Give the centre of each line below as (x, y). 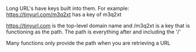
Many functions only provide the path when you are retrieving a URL (88, 43)
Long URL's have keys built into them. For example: (68, 8)
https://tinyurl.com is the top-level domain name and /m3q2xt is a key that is (98, 26)
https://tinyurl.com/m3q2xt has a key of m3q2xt (64, 14)
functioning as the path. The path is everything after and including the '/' (94, 32)
